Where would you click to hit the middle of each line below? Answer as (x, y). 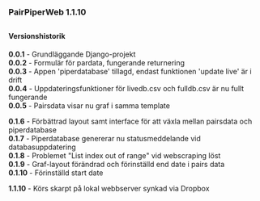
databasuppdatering (43, 147)
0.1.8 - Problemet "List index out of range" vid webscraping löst (115, 155)
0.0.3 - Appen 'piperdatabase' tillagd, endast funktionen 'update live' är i (130, 71)
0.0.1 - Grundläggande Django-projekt (72, 54)
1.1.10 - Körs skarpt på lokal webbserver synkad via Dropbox (109, 188)
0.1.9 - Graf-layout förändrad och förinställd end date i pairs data (117, 164)
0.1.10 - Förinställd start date (56, 173)
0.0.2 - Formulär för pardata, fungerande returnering (96, 62)
